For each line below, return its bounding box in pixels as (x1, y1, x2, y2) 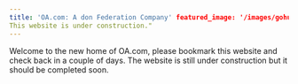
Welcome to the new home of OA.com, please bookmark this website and (9, 45, 278, 56)
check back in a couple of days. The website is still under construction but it (9, 55, 288, 65)
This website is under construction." (9, 21, 153, 30)
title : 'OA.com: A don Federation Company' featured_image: (9, 12, 237, 22)
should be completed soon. (9, 64, 109, 75)
